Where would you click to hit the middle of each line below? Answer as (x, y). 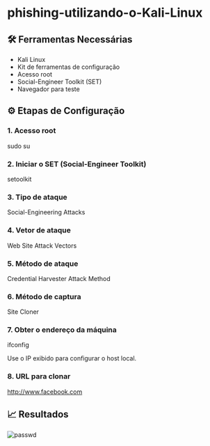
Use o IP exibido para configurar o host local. (72, 358)
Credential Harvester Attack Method (59, 278)
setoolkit (19, 179)
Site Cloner (23, 312)
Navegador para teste (48, 89)
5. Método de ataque (43, 264)
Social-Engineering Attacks (46, 212)
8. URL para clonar (39, 376)
